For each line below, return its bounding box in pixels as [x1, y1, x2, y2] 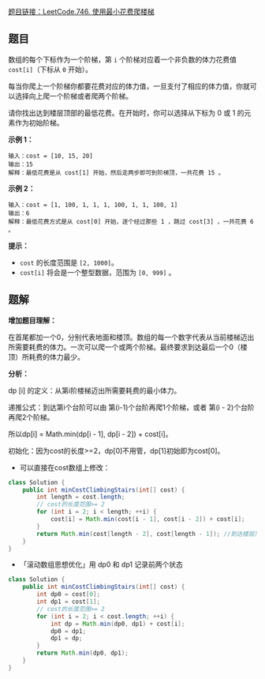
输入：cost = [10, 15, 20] [8, 152, 93, 160]
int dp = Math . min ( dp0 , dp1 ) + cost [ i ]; [50, 620, 185, 628]
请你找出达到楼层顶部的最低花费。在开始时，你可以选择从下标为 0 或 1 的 [8, 108, 244, 117]
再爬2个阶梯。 [8, 412, 54, 421]
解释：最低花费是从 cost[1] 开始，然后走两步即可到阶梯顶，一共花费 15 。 [8, 168, 225, 176]
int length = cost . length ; [36, 493, 125, 501]
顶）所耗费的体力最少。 [8, 352, 84, 361]
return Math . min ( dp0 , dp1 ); [36, 649, 129, 658]
